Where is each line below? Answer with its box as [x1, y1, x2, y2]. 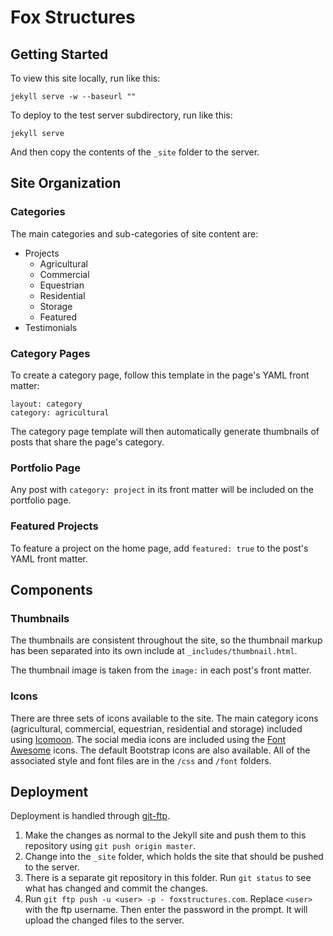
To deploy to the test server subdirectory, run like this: [10, 109, 233, 121]
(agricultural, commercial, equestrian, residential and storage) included [10, 722, 303, 735]
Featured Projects [10, 519, 99, 533]
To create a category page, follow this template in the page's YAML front [10, 369, 310, 381]
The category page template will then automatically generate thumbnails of [10, 425, 320, 437]
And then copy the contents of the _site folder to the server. [10, 146, 260, 158]
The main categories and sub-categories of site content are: [10, 227, 259, 240]
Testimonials [24, 321, 78, 333]
